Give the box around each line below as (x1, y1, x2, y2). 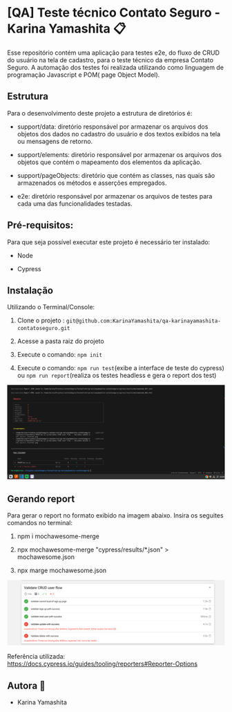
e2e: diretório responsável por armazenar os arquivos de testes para (17, 192, 213, 200)
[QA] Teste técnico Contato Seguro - (7, 5, 221, 21)
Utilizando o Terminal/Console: (7, 303, 95, 311)
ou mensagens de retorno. (17, 137, 93, 145)
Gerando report (7, 493, 75, 504)
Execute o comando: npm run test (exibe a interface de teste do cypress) (17, 364, 224, 372)
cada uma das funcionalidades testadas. (17, 199, 133, 208)
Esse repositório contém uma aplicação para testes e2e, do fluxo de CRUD (7, 48, 220, 57)
